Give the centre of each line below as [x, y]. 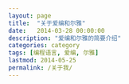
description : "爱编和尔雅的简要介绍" [65, 38]
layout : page [30, 16]
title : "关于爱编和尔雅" [47, 23]
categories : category [44, 46]
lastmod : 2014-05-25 [43, 61]
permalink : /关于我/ [41, 68]
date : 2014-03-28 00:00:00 [57, 30]
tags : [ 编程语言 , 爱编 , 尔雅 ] [54, 53]
